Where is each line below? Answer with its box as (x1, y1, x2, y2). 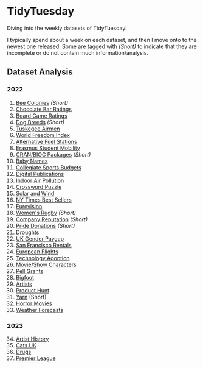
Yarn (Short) (15, 293, 47, 300)
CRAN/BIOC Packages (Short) (15, 150, 91, 158)
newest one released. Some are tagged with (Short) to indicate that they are (7, 43, 197, 50)
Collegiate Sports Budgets (15, 163, 81, 171)
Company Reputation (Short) (15, 215, 88, 223)
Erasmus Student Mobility (15, 144, 81, 152)
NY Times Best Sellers (15, 196, 72, 203)
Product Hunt (15, 286, 50, 294)
